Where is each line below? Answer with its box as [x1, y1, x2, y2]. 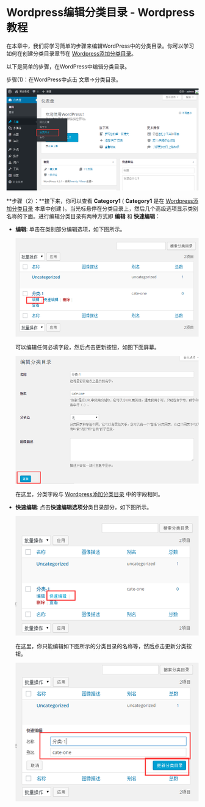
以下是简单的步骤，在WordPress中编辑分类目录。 [6, 62, 131, 70]
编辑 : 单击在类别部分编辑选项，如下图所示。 [15, 225, 126, 233]
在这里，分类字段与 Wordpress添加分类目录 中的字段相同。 [15, 490, 164, 498]
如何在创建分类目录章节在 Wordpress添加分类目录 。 [6, 49, 137, 57]
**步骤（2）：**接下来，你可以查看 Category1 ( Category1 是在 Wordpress [6, 197, 193, 205]
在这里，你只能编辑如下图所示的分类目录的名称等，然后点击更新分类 [15, 643, 187, 650]
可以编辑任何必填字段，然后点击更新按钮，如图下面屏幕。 [15, 343, 160, 351]
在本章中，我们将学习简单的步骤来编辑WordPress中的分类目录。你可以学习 [6, 42, 195, 49]
